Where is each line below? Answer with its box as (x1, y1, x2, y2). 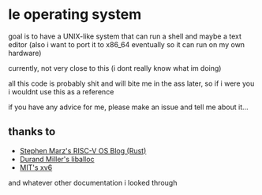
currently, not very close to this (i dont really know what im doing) (8, 63, 222, 72)
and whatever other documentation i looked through (8, 178, 178, 187)
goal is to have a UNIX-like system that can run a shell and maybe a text (8, 31, 242, 41)
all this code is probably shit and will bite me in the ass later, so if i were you (8, 79, 255, 88)
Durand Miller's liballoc (19, 154, 95, 164)
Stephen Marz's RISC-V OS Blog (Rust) (19, 145, 147, 155)
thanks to (8, 125, 56, 138)
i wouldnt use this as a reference (8, 86, 114, 96)
